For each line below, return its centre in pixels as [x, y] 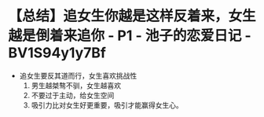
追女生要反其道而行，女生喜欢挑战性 [78, 75]
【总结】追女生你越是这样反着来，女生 [132, 16]
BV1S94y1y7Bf [57, 53]
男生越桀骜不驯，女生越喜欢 [76, 85]
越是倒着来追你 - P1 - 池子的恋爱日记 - [130, 36]
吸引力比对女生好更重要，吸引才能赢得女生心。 [107, 105]
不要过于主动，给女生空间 [73, 95]
